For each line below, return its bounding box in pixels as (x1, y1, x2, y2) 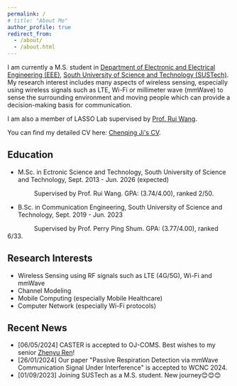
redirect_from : (7, 30, 53, 38)
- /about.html (13, 43, 55, 50)
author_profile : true (7, 23, 72, 31)
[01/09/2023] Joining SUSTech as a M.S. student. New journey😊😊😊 (17, 371, 221, 380)
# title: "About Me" (7, 17, 69, 24)
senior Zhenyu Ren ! (17, 348, 75, 357)
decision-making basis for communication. (7, 101, 133, 109)
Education (7, 149, 54, 161)
